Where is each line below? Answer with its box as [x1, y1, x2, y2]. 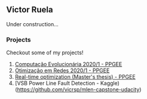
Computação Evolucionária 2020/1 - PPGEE [14, 61, 122, 68]
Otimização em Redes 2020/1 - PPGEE [14, 67, 110, 74]
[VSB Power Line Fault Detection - [14, 80, 99, 87]
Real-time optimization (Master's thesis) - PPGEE [14, 73, 136, 81]
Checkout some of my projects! [6, 49, 84, 56]
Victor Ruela [6, 5, 53, 15]
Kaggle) [100, 80, 120, 87]
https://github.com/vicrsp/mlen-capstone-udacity [17, 86, 140, 93]
